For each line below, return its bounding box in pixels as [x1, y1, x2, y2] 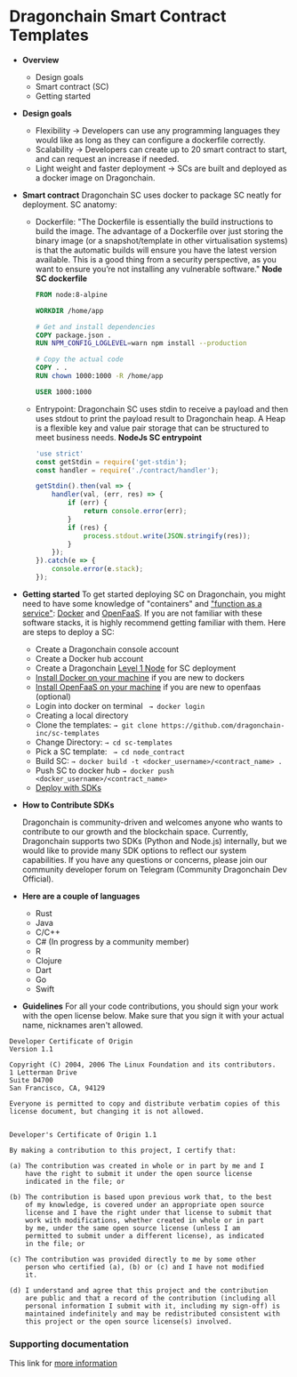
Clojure [35, 954, 62, 966]
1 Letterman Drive [9, 1067, 77, 1077]
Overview [21, 54, 60, 65]
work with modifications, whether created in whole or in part [25, 1216, 265, 1225]
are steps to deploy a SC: [21, 626, 116, 637]
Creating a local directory [35, 710, 129, 721]
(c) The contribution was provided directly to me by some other [9, 1254, 256, 1264]
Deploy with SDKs [35, 782, 102, 793]
